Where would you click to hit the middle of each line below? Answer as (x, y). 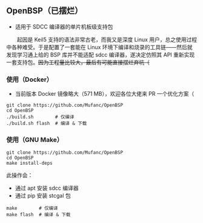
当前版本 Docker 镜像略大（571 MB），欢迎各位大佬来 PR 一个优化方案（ (105, 94)
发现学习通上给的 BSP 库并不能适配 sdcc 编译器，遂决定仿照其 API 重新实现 (101, 55)
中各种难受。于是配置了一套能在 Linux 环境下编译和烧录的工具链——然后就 (99, 47)
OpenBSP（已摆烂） (45, 11)
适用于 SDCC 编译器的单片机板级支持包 (64, 27)
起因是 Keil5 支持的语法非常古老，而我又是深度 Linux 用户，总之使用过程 (107, 39)
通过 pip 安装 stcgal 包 (43, 196)
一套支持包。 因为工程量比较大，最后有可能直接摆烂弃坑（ (78, 62)
